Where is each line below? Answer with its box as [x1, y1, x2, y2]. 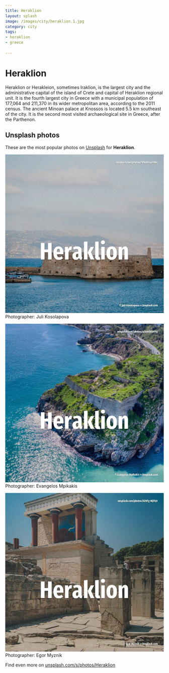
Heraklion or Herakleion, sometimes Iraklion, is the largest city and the [5, 84, 151, 90]
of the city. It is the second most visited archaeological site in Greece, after [5, 111, 160, 117]
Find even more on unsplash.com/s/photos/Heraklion [5, 662, 116, 668]
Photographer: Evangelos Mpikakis [5, 483, 78, 489]
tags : [5, 29, 17, 35]
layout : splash [5, 13, 37, 19]
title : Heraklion [5, 8, 42, 13]
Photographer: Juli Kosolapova [5, 314, 69, 320]
